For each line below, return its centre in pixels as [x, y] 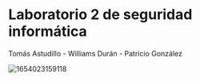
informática [48, 31]
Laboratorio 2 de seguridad [100, 15]
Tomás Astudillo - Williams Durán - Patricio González [95, 53]
